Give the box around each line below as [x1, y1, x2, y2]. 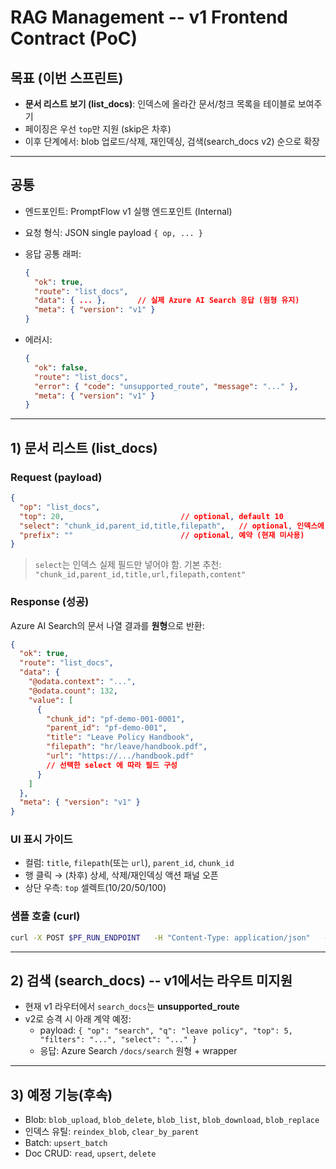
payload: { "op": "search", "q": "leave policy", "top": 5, [39, 1024, 293, 1036]
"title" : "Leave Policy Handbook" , [46, 732, 195, 743]
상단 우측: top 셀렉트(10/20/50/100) [24, 882, 167, 894]
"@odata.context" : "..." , [28, 677, 137, 687]
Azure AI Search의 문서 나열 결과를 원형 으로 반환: [10, 619, 205, 631]
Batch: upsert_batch [24, 1137, 108, 1149]
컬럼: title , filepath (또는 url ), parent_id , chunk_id [24, 857, 235, 869]
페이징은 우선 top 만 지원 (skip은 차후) [24, 123, 172, 135]
